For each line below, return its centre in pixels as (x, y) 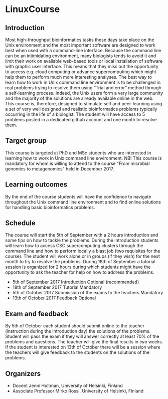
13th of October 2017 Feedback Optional (54, 298)
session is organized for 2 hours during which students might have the (78, 267)
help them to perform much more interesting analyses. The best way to (78, 77)
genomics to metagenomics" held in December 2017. (60, 168)
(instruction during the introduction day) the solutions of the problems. (78, 331)
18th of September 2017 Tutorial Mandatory (57, 287)
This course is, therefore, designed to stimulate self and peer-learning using (84, 104)
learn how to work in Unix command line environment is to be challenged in (83, 82)
